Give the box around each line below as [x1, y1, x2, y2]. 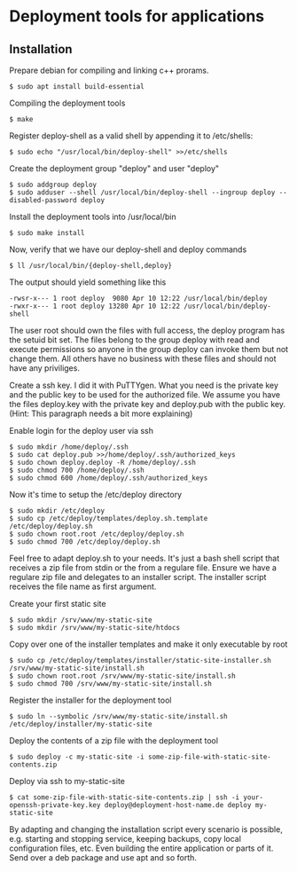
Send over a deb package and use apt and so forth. [9, 852, 198, 862]
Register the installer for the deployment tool [9, 695, 172, 705]
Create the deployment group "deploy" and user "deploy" [9, 163, 220, 174]
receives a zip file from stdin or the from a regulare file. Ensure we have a [9, 562, 277, 573]
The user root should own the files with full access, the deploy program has [9, 326, 285, 335]
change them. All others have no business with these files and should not [9, 353, 277, 364]
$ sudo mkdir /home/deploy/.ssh [9, 443, 129, 452]
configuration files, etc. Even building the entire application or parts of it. [9, 843, 274, 853]
